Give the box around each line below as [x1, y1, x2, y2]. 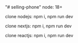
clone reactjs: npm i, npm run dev [5, 33, 74, 38]
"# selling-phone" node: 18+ [5, 4, 63, 10]
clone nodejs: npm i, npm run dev [5, 14, 73, 19]
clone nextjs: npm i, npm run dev [5, 23, 72, 29]
